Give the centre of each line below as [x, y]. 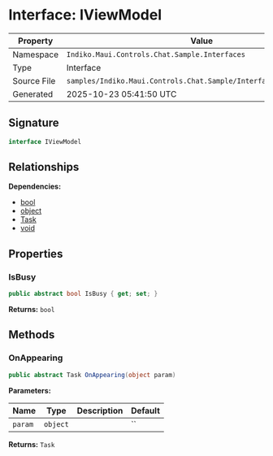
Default [145, 410]
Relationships [44, 167]
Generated [33, 93]
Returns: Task [32, 444]
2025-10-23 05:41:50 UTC [121, 93]
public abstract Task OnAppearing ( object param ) [92, 375]
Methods [32, 335]
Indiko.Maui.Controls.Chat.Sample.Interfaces [156, 54]
